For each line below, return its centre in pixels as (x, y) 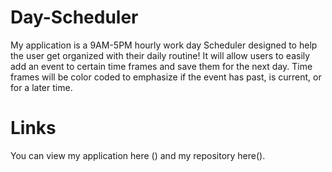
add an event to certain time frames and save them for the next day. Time (161, 66)
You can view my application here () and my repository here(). (138, 155)
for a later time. (41, 87)
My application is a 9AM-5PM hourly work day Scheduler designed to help (164, 45)
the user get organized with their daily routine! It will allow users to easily (160, 55)
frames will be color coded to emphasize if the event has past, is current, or (166, 77)
